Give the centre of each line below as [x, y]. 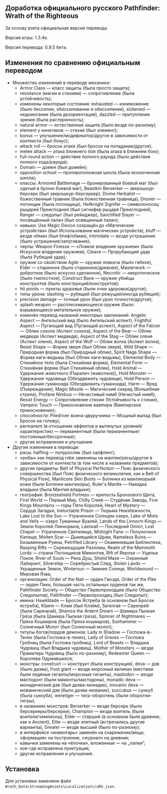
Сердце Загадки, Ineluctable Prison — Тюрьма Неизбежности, [85, 510]
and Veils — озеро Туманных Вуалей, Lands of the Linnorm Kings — [91, 521]
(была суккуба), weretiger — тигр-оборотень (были [74, 695]
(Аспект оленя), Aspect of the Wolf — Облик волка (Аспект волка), [90, 341]
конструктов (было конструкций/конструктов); [70, 283]
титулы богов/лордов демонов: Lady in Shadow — [73, 632]
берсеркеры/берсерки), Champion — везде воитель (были [82, 711]
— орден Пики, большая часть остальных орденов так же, [82, 584]
